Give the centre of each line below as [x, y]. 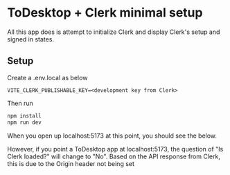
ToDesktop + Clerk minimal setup [105, 13]
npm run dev [24, 122]
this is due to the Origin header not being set [71, 163]
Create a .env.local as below [47, 77]
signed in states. [30, 39]
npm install [24, 116]
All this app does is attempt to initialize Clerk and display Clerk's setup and [114, 32]
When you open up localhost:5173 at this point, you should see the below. [112, 136]
